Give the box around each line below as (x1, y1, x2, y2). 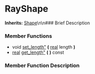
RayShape (5, 3, 49, 15)
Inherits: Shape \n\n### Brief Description (5, 20, 90, 26)
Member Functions (5, 32, 53, 40)
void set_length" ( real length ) (12, 44, 75, 50)
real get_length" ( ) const (12, 49, 64, 56)
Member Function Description (5, 62, 80, 69)
